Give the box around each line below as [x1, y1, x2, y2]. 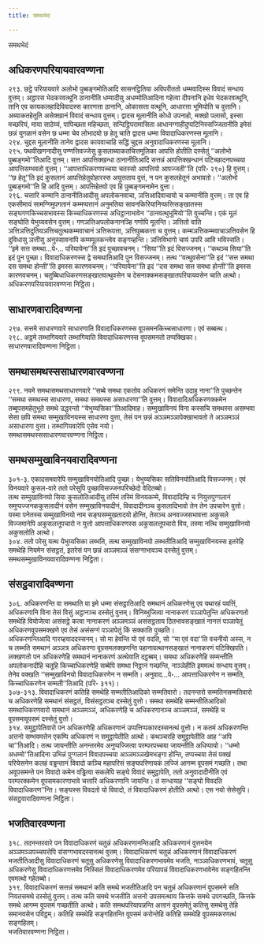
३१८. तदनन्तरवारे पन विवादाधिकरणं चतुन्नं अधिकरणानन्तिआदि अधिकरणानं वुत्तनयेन [8, 838, 213, 848]
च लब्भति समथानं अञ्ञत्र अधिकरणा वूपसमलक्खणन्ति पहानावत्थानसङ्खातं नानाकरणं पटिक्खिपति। [8, 643, 248, 652]
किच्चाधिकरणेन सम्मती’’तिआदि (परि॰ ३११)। [8, 678, 120, 688]
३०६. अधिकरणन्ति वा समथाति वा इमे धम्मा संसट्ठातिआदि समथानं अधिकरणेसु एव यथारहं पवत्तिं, [8, 599, 238, 608]
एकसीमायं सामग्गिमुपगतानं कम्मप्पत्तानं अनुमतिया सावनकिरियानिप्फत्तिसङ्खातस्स [8, 200, 203, 209]
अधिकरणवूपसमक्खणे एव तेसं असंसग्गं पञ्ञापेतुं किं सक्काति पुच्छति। [8, 625, 175, 635]
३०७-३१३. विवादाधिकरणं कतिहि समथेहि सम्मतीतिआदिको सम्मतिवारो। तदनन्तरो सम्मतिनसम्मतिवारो [8, 687, 252, 696]
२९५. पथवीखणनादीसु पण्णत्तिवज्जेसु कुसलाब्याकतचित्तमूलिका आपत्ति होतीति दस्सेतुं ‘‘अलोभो [8, 147, 232, 156]
